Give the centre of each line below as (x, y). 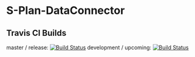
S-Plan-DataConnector (66, 11)
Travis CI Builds (36, 33)
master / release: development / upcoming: (79, 47)
